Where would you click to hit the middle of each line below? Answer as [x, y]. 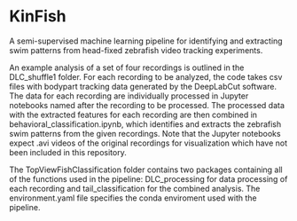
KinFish [38, 16]
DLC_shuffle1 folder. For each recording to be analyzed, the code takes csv [146, 76]
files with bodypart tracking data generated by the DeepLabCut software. [143, 86]
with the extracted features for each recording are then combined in [133, 114]
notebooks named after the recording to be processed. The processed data [147, 105]
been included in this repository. [68, 152]
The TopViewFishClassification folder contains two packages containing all [146, 170]
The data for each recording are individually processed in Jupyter [129, 96]
